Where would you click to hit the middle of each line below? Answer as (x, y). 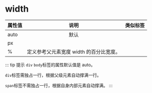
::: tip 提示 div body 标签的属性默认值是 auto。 (50, 65)
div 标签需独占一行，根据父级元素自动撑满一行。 (53, 75)
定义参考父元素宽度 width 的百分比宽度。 (74, 52)
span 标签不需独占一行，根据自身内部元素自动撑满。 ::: (59, 85)
